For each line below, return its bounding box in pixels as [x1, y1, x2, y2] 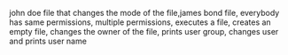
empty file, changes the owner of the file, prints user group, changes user [9, 27, 279, 36]
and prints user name [9, 35, 87, 46]
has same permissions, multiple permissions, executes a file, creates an [9, 17, 272, 27]
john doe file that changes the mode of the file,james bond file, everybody [9, 8, 280, 18]
